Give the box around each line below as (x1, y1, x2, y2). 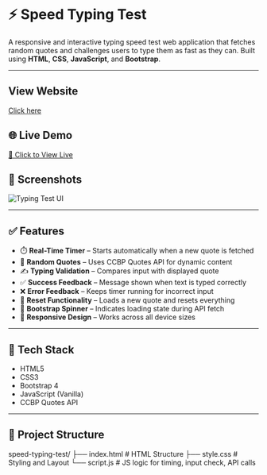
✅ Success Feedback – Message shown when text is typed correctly (19, 278, 247, 288)
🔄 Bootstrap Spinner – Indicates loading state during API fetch (19, 304, 225, 314)
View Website (8, 84, 79, 98)
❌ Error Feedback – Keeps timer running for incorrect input (19, 287, 214, 296)
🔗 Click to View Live (8, 149, 73, 159)
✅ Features (8, 224, 65, 237)
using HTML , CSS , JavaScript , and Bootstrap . (8, 54, 161, 64)
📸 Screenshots (8, 172, 83, 186)
